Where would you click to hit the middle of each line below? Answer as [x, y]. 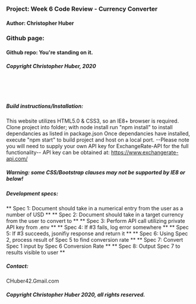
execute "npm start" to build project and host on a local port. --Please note [98, 140]
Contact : [17, 266]
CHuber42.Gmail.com [33, 281]
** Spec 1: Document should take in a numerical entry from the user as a [95, 209]
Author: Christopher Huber [40, 23]
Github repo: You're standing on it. [50, 53]
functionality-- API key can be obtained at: [58, 152]
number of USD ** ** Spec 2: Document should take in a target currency [95, 215]
